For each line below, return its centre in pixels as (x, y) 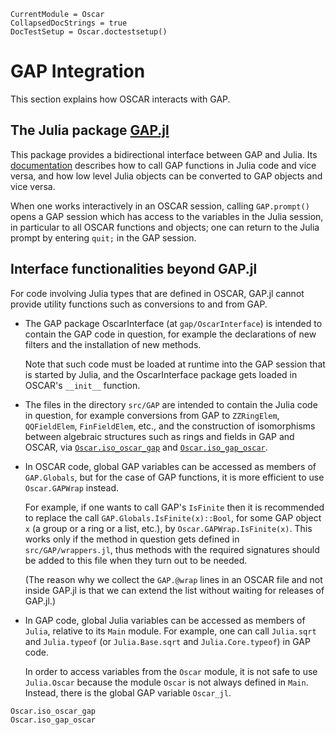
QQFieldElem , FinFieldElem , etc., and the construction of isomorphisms (170, 426)
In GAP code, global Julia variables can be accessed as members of (165, 620)
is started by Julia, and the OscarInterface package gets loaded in (161, 374)
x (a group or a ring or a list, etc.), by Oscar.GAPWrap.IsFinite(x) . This (168, 528)
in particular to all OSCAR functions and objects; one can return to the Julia (165, 227)
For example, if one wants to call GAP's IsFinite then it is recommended (174, 507)
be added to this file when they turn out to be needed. (136, 560)
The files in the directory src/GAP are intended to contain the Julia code (171, 404)
